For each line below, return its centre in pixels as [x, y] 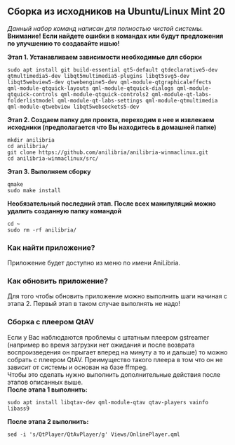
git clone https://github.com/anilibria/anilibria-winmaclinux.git [108, 152]
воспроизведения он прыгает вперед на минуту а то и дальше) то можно [117, 352]
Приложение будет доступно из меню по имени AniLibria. [94, 263]
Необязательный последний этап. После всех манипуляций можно [112, 204]
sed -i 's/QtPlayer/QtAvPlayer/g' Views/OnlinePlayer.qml [94, 434]
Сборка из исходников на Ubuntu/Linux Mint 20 [116, 12]
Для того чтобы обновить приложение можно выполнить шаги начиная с [117, 296]
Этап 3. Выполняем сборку [49, 171]
